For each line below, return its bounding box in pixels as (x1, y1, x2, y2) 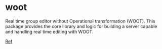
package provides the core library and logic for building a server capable (5, 23, 157, 29)
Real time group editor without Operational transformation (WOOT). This (5, 18, 155, 24)
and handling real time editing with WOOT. (5, 28, 94, 34)
